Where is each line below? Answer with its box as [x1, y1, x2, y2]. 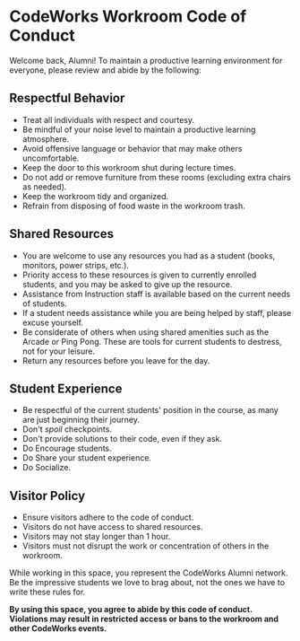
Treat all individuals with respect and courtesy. [21, 114, 195, 125]
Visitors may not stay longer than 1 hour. [21, 531, 171, 542]
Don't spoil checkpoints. [21, 424, 112, 435]
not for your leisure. [21, 346, 96, 356]
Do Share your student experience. [21, 452, 152, 463]
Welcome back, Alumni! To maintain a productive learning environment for [9, 55, 283, 66]
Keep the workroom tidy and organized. [21, 190, 169, 201]
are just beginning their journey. [21, 415, 141, 426]
